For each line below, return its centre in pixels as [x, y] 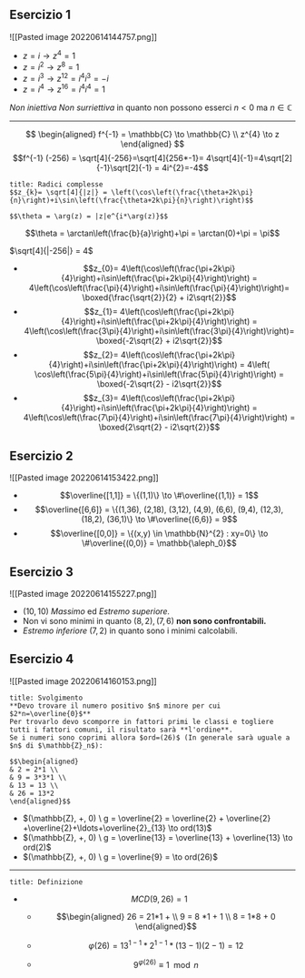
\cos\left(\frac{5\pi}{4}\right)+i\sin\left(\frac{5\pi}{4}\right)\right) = [159, 374]
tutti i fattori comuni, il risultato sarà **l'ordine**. [121, 730]
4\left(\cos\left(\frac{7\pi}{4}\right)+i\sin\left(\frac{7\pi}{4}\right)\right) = [159, 418]
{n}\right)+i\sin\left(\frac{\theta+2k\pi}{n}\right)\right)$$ [132, 201]
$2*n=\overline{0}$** [50, 713]
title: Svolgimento [46, 698]
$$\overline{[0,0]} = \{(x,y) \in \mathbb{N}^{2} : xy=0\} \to [159, 534]
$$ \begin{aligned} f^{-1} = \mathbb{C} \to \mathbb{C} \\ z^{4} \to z [152, 135]
